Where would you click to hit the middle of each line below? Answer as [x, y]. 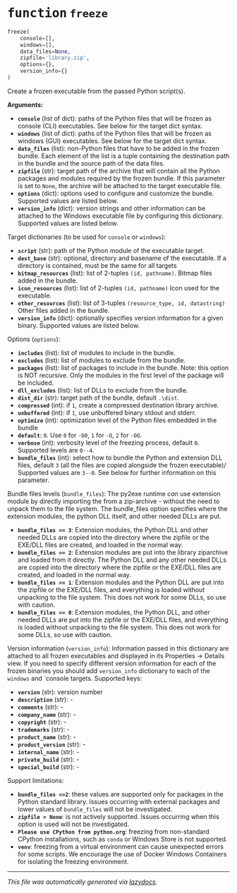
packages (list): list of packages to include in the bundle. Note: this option [123, 367]
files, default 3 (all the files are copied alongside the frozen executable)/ [122, 465]
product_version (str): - [51, 744]
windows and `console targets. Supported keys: [75, 678]
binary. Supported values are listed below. [78, 325]
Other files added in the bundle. [63, 310]
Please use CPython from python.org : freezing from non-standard [113, 831]
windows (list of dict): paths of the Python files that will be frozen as [114, 133]
